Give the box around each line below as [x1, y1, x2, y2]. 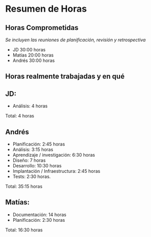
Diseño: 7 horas [12, 157, 46, 163]
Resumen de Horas [5, 3, 87, 15]
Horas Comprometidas [5, 23, 79, 32]
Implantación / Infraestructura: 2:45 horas [12, 168, 101, 174]
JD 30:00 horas [12, 47, 46, 52]
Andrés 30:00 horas [12, 57, 55, 64]
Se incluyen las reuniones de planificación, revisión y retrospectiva [5, 37, 146, 43]
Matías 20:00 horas [12, 52, 54, 58]
